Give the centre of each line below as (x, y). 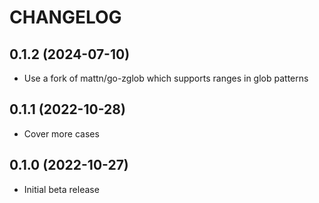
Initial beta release (61, 189)
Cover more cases (61, 133)
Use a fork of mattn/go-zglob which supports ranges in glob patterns (166, 78)
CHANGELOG (65, 17)
